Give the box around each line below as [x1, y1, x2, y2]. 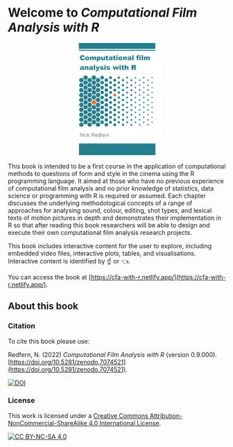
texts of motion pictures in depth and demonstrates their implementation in [8, 213, 221, 222]
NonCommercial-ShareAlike [8, 419, 87, 427]
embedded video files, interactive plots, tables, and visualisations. [8, 249, 196, 257]
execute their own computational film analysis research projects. [8, 228, 193, 236]
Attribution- [149, 411, 183, 420]
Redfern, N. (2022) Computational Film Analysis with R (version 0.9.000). [8, 350, 218, 358]
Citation [8, 321, 35, 331]
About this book [8, 300, 78, 313]
